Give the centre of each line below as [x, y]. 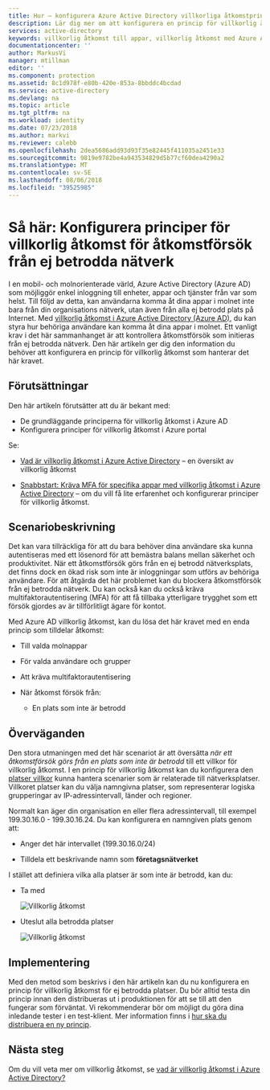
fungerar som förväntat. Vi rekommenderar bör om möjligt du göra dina [126, 1007]
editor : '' [27, 68]
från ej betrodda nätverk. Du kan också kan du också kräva [106, 589]
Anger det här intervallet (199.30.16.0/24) [88, 844]
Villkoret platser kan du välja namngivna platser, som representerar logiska [132, 787]
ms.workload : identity [46, 121]
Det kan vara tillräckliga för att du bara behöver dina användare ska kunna [131, 547]
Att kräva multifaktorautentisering [75, 677]
